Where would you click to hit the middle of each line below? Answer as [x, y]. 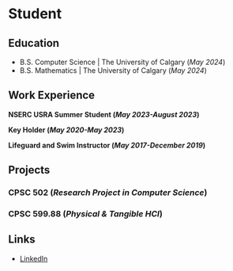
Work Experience [52, 95]
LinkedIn [34, 258]
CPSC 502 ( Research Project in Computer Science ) [108, 193]
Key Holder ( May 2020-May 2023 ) [66, 130]
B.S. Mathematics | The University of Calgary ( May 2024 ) [113, 71]
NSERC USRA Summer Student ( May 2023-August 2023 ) [104, 114]
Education [34, 43]
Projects [29, 170]
